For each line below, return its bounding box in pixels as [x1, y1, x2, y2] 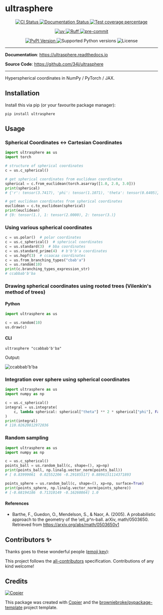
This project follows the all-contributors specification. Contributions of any [5, 558, 154, 564]
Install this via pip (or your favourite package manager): [5, 102, 116, 108]
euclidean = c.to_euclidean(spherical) [5, 203, 86, 209]
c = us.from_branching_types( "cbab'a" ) [5, 258, 86, 263]
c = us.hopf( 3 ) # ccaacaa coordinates [5, 253, 86, 258]
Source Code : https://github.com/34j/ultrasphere [5, 61, 104, 67]
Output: [5, 355, 20, 361]
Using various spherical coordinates [5, 224, 92, 231]
